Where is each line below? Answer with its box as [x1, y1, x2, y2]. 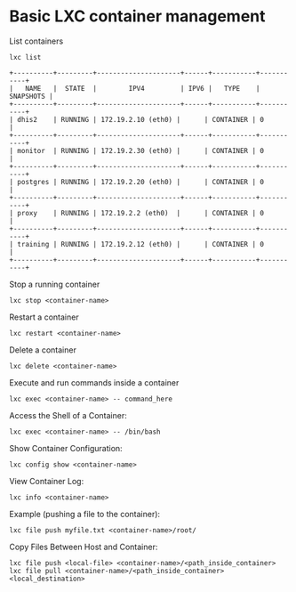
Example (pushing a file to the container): [9, 508, 161, 519]
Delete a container [9, 345, 77, 355]
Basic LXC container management [9, 6, 266, 27]
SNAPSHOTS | [9, 92, 53, 101]
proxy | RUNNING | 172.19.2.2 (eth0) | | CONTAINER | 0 [17, 208, 265, 217]
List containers [9, 36, 64, 46]
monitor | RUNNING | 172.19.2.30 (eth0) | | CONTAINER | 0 [17, 146, 265, 155]
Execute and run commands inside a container [9, 377, 180, 388]
